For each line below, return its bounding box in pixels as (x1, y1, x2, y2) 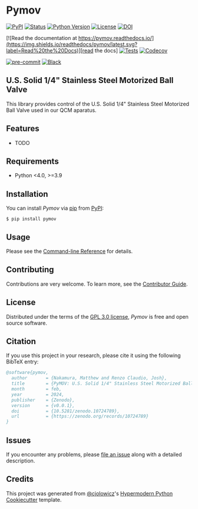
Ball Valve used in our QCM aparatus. (6, 107, 97, 114)
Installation (6, 189, 48, 199)
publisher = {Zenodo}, (11, 397, 75, 403)
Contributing (6, 265, 54, 275)
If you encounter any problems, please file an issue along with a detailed (6, 451, 182, 458)
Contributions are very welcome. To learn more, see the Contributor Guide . (6, 280, 188, 287)
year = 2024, (11, 391, 65, 398)
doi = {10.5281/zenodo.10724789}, (11, 408, 120, 414)
